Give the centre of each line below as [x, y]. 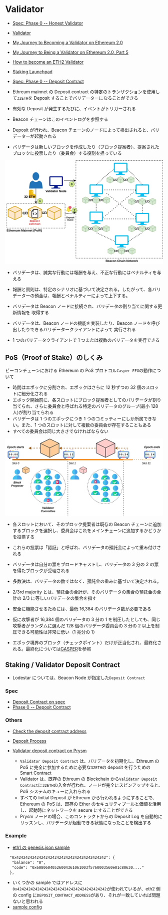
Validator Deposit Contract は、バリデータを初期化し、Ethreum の [89, 761]
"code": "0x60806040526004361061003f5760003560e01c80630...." [78, 867]
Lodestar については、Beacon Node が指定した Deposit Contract [79, 677]
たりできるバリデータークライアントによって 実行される [78, 330]
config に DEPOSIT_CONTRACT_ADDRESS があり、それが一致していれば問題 [89, 895]
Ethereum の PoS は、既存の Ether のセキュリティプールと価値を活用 [90, 804]
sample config [27, 907]
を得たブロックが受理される [41, 571]
